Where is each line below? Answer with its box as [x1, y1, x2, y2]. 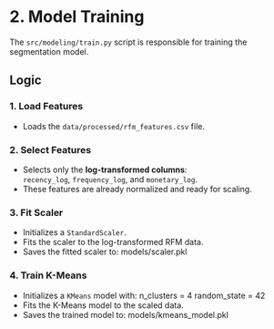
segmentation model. [9, 46, 89, 57]
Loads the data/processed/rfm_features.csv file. [22, 120, 205, 131]
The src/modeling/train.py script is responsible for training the [9, 36, 248, 47]
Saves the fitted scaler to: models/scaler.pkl [22, 246, 188, 257]
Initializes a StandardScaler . [22, 227, 127, 238]
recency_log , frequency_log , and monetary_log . [22, 173, 198, 184]
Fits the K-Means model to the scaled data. [22, 299, 184, 311]
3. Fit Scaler [9, 206, 64, 219]
